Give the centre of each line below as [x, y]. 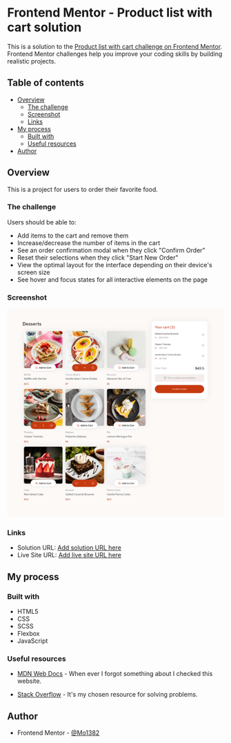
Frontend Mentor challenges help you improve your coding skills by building [115, 54]
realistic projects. [32, 61]
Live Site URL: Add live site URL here [69, 555]
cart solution [44, 27]
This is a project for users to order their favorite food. [83, 189]
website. [29, 681]
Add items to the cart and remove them [73, 235]
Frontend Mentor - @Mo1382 [58, 733]
